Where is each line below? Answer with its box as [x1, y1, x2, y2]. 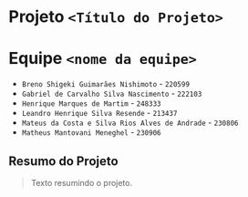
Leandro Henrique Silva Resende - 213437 [21, 108, 178, 119]
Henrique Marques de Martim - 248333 [21, 98, 161, 109]
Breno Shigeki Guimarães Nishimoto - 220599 [21, 78, 191, 89]
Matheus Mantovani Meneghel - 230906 [21, 127, 161, 138]
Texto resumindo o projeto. [30, 177, 133, 188]
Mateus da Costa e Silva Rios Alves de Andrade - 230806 [21, 117, 239, 129]
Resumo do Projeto [8, 153, 119, 169]
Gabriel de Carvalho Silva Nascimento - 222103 [21, 88, 202, 99]
